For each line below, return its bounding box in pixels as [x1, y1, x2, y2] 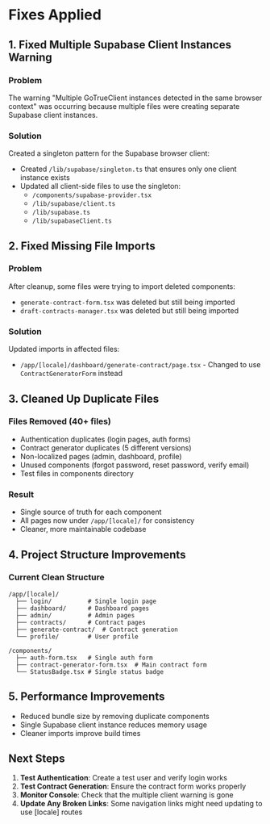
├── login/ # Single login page [15, 597, 157, 605]
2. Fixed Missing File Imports [8, 239, 156, 253]
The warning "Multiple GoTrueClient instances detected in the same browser [8, 93, 263, 102]
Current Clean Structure [8, 571, 105, 583]
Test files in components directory [19, 468, 135, 478]
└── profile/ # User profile [15, 632, 139, 641]
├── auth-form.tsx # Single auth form [15, 654, 153, 662]
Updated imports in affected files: [8, 345, 120, 354]
